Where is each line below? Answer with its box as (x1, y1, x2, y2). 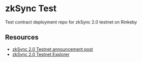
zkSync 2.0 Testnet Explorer (12, 51, 70, 57)
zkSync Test (5, 3, 57, 14)
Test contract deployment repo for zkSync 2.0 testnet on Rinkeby (5, 19, 138, 25)
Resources (5, 33, 39, 41)
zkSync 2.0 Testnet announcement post (12, 46, 93, 52)
